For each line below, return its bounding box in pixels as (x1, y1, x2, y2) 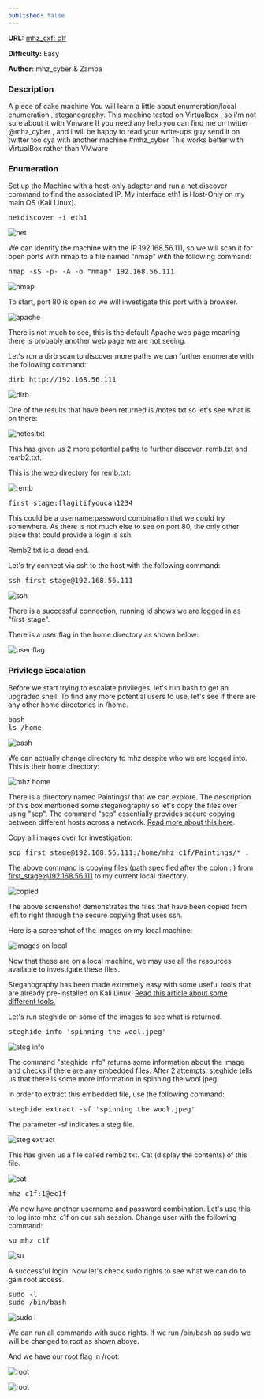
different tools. (8, 996, 56, 1006)
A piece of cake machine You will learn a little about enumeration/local (8, 101, 236, 111)
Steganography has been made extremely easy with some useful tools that (8, 980, 251, 989)
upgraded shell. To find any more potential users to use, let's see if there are (8, 691, 256, 701)
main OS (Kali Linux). (8, 198, 76, 208)
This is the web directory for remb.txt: (8, 468, 132, 478)
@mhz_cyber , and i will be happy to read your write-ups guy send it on (8, 126, 240, 136)
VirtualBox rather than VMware (8, 143, 109, 152)
